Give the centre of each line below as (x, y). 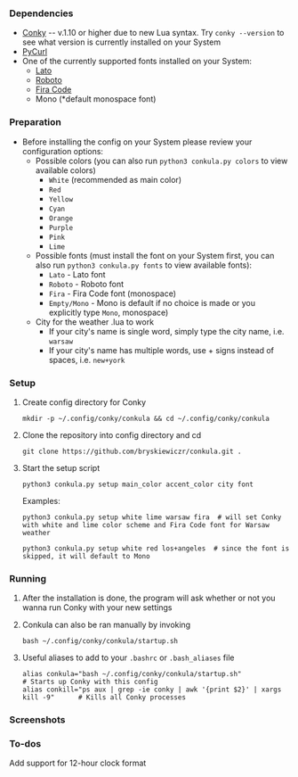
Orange (61, 218)
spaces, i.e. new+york (87, 360)
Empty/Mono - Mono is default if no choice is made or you (152, 302)
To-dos (25, 744)
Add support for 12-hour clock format (78, 763)
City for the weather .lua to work (94, 322)
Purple (61, 227)
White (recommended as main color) (115, 179)
